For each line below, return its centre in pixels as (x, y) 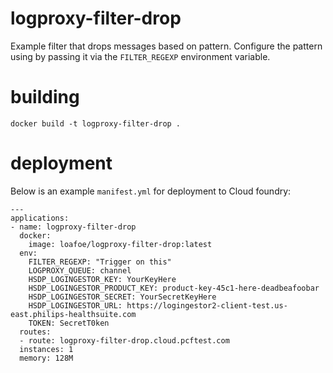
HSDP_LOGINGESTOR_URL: (75, 305)
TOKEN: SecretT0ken (69, 323)
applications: (40, 218)
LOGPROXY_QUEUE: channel (80, 270)
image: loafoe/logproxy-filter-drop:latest (120, 244)
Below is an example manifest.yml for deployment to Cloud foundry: (151, 191)
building (45, 97)
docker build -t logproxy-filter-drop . (96, 123)
